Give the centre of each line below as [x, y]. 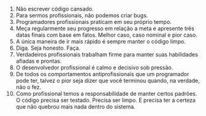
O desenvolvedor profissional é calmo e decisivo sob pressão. [94, 68]
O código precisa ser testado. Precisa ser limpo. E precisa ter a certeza [105, 100]
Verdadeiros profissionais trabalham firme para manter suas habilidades [107, 54]
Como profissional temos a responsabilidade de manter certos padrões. [106, 94]
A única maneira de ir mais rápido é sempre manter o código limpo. [101, 41]
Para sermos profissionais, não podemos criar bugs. [82, 15]
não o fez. [29, 87]
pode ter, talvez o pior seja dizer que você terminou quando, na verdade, [108, 80]
